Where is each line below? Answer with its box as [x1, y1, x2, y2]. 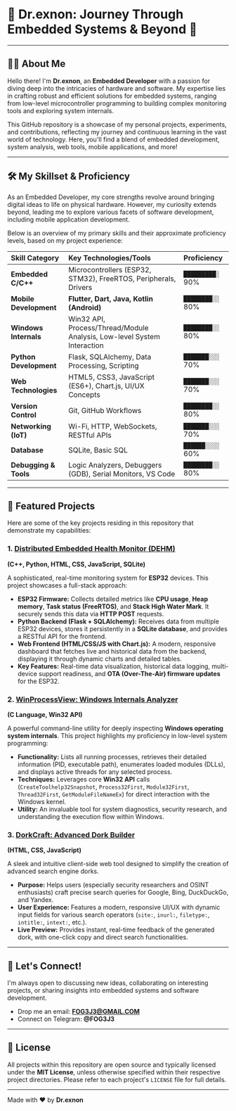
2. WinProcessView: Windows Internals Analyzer [7, 694, 178, 704]
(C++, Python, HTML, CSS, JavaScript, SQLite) [7, 559, 146, 569]
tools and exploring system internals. [7, 106, 114, 115]
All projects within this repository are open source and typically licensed [7, 1060, 216, 1069]
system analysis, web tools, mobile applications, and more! [7, 142, 178, 151]
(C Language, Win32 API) [7, 710, 83, 718]
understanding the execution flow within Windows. [17, 812, 164, 820]
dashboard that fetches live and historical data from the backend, [17, 647, 207, 655]
